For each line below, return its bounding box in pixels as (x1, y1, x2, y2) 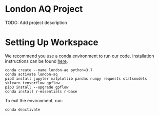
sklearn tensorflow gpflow (5, 80, 60, 85)
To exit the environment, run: (5, 97, 63, 103)
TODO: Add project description (5, 20, 67, 25)
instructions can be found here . (5, 58, 68, 64)
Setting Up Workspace (5, 37, 99, 48)
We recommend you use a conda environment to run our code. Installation (5, 53, 155, 59)
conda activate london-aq (5, 72, 58, 77)
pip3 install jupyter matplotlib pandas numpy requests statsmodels (5, 76, 147, 81)
